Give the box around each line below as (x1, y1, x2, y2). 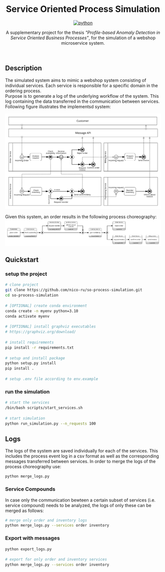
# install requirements (5, 340, 54, 345)
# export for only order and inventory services (5, 557, 107, 562)
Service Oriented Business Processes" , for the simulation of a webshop (10, 35, 156, 41)
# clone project (5, 282, 39, 287)
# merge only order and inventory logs (5, 517, 87, 523)
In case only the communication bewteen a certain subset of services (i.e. (5, 497, 156, 503)
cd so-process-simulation (5, 293, 58, 298)
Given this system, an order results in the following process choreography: (5, 214, 157, 220)
